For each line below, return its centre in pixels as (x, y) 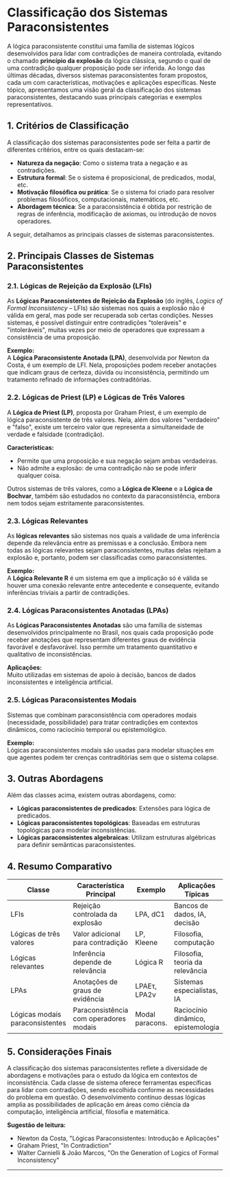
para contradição (101, 943)
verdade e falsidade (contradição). (56, 434)
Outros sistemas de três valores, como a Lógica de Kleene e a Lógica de (110, 488)
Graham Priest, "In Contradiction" (64, 1146)
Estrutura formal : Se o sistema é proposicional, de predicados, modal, (116, 177)
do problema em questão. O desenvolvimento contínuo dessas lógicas (106, 1098)
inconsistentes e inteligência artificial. (60, 682)
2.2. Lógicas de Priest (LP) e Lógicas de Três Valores (96, 397)
